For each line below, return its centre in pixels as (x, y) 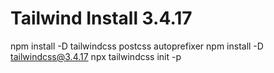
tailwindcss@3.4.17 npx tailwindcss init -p (96, 56)
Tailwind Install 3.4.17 (101, 18)
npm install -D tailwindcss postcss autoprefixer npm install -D (137, 46)
